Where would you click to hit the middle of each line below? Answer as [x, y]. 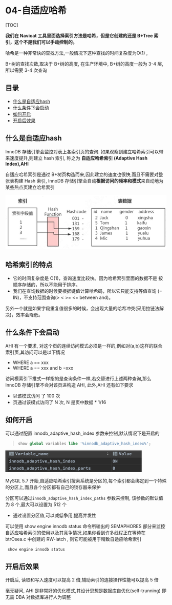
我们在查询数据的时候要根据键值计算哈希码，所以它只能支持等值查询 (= [88, 291]
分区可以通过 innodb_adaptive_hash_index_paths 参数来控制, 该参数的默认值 [84, 498]
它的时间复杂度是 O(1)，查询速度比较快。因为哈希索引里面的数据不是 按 [88, 278]
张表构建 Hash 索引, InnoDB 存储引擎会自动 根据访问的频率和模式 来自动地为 [84, 180]
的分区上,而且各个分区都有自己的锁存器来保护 [53, 487]
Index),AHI [17, 164]
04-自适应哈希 [36, 11]
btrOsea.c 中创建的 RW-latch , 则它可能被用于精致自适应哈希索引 [73, 539]
